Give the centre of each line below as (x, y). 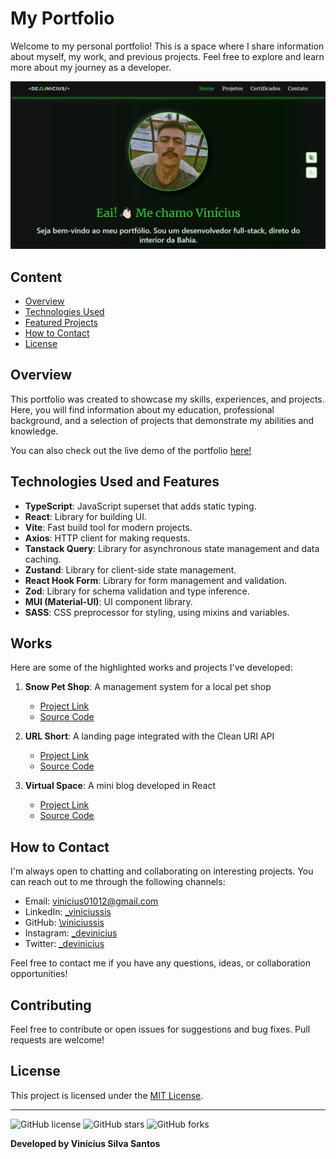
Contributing (51, 1005)
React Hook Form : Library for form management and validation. (156, 580)
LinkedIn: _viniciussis (68, 912)
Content (36, 277)
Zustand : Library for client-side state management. (130, 569)
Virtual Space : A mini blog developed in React (120, 786)
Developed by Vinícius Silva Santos (85, 1143)
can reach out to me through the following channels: (118, 882)
